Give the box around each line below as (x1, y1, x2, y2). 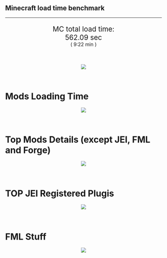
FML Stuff (5, 231, 47, 242)
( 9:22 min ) (70, 41, 97, 48)
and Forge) (5, 144, 51, 156)
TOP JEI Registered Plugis (5, 188, 114, 199)
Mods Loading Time (5, 91, 89, 102)
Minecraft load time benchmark (5, 4, 105, 12)
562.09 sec (65, 33, 102, 42)
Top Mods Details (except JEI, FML (5, 134, 151, 145)
